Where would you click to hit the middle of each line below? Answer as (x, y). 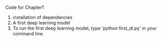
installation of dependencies (42, 17)
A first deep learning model (41, 23)
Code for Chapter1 (25, 7)
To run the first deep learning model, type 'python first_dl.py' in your (85, 28)
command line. (28, 34)
